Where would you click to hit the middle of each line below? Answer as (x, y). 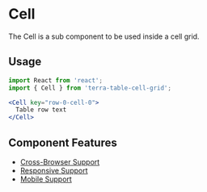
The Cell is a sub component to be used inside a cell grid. (104, 36)
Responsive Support (54, 170)
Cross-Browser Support (60, 161)
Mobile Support (46, 179)
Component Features (63, 142)
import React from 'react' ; (56, 80)
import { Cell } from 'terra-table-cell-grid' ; (90, 88)
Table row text (41, 110)
